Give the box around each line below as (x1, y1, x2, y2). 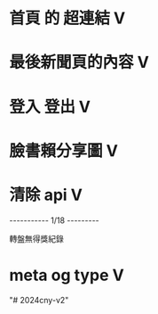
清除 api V (9, 185, 83, 205)
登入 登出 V (9, 96, 91, 117)
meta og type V (9, 265, 124, 285)
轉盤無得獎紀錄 (9, 233, 64, 244)
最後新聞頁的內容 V (9, 53, 149, 72)
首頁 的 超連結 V (9, 8, 126, 29)
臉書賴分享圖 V (9, 140, 118, 161)
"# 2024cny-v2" (9, 294, 69, 305)
